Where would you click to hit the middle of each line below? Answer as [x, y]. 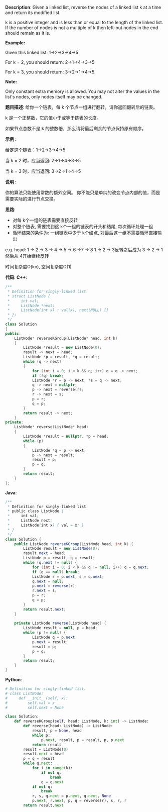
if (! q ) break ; [48, 376]
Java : [11, 492]
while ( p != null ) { [45, 633]
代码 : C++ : [16, 277]
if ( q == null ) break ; [56, 572]
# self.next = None [35, 707]
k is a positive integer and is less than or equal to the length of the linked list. [84, 22]
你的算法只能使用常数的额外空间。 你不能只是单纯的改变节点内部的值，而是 [83, 192]
